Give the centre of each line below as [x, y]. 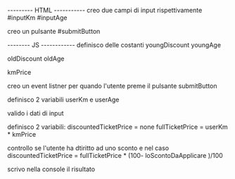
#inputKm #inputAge [37, 18]
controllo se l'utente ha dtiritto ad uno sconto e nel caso [88, 148]
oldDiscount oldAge [36, 58]
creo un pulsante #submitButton [54, 31]
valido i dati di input [36, 113]
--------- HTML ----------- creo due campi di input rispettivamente [105, 10]
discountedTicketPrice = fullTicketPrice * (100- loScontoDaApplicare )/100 [115, 155]
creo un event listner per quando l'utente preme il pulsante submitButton [112, 86]
